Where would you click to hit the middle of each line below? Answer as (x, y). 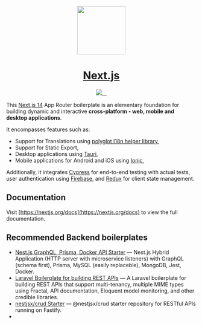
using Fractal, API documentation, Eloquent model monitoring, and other (105, 291)
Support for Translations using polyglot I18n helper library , (87, 141)
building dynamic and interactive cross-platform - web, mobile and (90, 111)
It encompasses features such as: (48, 129)
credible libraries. (36, 297)
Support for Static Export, (47, 147)
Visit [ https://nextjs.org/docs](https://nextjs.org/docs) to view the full (92, 212)
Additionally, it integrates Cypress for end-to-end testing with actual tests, (98, 172)
